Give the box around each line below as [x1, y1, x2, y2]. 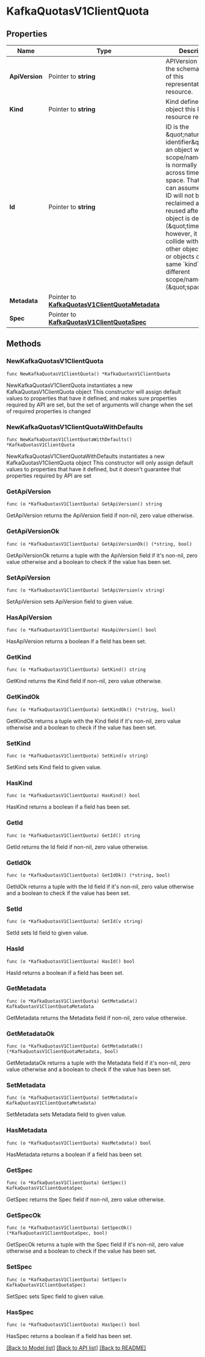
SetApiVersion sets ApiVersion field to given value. [6, 598, 134, 605]
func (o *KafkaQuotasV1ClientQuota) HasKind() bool [6, 792, 140, 799]
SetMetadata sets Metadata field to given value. [6, 1111, 127, 1118]
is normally [165, 161, 197, 169]
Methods [6, 339, 41, 349]
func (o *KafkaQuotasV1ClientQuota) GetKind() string [6, 667, 146, 673]
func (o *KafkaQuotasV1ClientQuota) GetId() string [6, 832, 140, 839]
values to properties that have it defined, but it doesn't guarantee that [6, 465, 181, 472]
